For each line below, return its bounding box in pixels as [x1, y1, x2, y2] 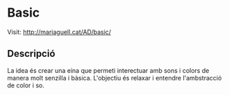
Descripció [7, 48, 56, 60]
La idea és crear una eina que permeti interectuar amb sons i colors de [7, 66, 210, 74]
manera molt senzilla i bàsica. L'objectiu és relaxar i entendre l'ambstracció [7, 74, 222, 82]
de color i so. [7, 81, 45, 89]
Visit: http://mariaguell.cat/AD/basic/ [7, 28, 112, 36]
